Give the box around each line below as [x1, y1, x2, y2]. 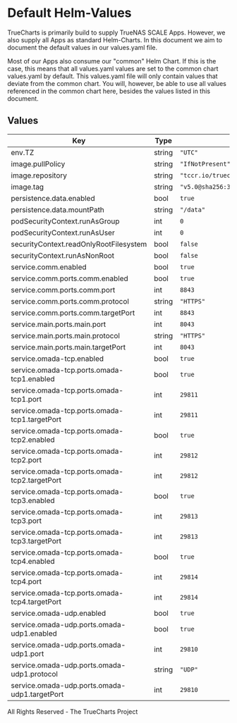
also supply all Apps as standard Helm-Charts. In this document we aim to [7, 35, 223, 44]
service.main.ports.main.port [11, 319, 107, 329]
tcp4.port [11, 576, 42, 586]
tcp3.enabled [11, 495, 55, 505]
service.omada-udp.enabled [11, 608, 107, 618]
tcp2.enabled [11, 435, 55, 445]
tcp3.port [11, 516, 42, 526]
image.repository [11, 171, 68, 180]
